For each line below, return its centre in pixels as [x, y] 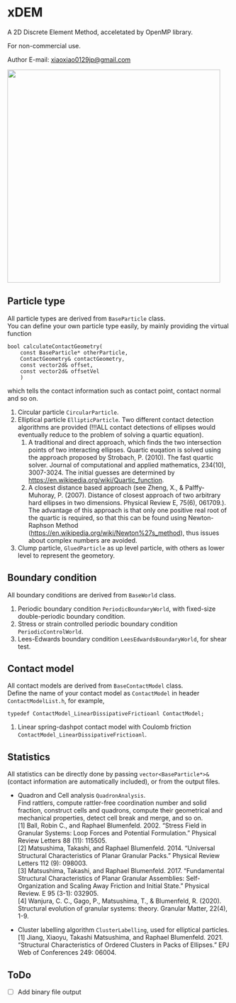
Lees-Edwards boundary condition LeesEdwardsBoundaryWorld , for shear [122, 639]
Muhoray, [42, 495]
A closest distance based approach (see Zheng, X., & [106, 487]
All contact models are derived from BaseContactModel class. [95, 685]
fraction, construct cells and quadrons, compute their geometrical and [120, 810]
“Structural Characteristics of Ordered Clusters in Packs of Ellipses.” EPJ [123, 945]
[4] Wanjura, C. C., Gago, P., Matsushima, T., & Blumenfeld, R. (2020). [119, 901]
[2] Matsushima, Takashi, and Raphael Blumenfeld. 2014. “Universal [116, 848]
